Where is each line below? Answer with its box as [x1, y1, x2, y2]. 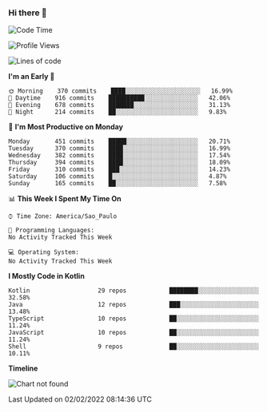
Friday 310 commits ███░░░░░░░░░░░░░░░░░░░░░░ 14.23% [8, 165, 230, 174]
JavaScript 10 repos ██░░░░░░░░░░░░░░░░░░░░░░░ [8, 329, 260, 337]
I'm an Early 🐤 [8, 72, 55, 81]
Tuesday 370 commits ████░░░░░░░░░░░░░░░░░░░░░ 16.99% [8, 145, 230, 153]
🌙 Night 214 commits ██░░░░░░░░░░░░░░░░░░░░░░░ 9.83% [8, 108, 227, 117]
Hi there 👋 [8, 7, 48, 18]
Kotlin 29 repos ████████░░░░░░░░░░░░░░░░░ [8, 287, 260, 295]
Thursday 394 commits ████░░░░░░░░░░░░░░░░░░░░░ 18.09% [8, 159, 230, 167]
